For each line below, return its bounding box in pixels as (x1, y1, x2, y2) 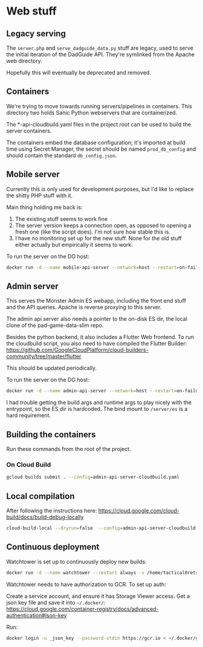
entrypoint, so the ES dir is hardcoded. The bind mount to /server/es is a (6, 406, 188, 413)
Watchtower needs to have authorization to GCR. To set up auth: (6, 580, 166, 588)
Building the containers (6, 429, 96, 439)
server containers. (6, 127, 52, 134)
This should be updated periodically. (6, 364, 97, 372)
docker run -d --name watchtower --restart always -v (6, 570, 145, 576)
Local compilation (6, 491, 75, 501)
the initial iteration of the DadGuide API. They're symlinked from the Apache (6, 51, 195, 58)
